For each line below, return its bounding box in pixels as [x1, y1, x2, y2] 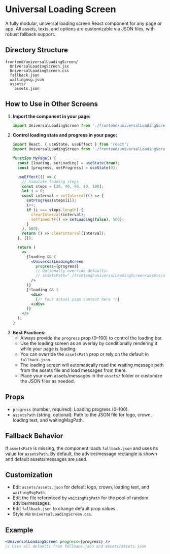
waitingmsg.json [10, 77, 44, 82]
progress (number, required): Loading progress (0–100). [12, 406, 129, 412]
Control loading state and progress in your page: [12, 132, 118, 138]
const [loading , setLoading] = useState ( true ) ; [17, 161, 120, 166]
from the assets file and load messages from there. [20, 367, 127, 373]
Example [5, 526, 33, 534]
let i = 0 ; [22, 189, 45, 194]
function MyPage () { [12, 156, 56, 161]
